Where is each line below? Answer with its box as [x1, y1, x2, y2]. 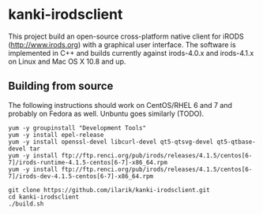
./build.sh [8, 199, 44, 208]
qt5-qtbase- [216, 138, 257, 146]
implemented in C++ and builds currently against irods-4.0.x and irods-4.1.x [8, 48, 254, 57]
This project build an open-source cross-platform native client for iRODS [8, 32, 245, 41]
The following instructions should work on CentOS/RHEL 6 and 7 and [8, 100, 233, 109]
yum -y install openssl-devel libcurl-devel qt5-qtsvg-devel [8, 138, 214, 146]
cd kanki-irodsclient [8, 193, 80, 201]
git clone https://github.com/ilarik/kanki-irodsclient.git [8, 186, 211, 194]
